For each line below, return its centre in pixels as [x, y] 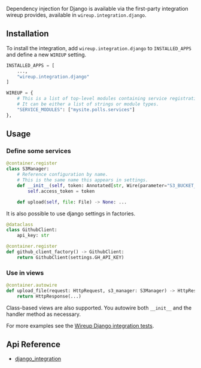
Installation [28, 34]
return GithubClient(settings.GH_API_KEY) [71, 257]
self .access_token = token [61, 191]
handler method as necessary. [44, 314]
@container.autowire [32, 285]
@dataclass [20, 224]
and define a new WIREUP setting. [46, 54]
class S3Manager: [28, 169]
